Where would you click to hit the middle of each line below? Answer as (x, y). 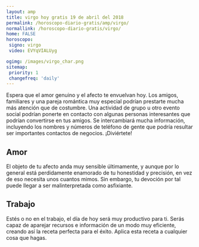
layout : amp (21, 12)
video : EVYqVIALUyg (33, 51)
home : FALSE (21, 34)
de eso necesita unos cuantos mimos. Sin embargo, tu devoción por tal (93, 179)
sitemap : (17, 67)
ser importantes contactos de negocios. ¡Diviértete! (69, 133)
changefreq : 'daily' (34, 78)
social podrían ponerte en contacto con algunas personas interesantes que (98, 114)
